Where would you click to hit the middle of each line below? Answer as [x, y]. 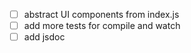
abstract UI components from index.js [101, 14]
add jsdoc [44, 37]
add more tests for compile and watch [102, 26]
